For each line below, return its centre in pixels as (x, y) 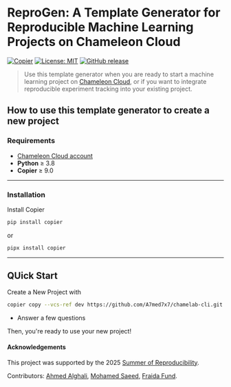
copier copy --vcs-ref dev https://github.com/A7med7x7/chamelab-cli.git (115, 305)
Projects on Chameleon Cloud (94, 42)
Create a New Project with (44, 292)
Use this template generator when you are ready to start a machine (119, 74)
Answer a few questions (51, 318)
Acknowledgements (37, 347)
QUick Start (33, 276)
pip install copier (35, 222)
